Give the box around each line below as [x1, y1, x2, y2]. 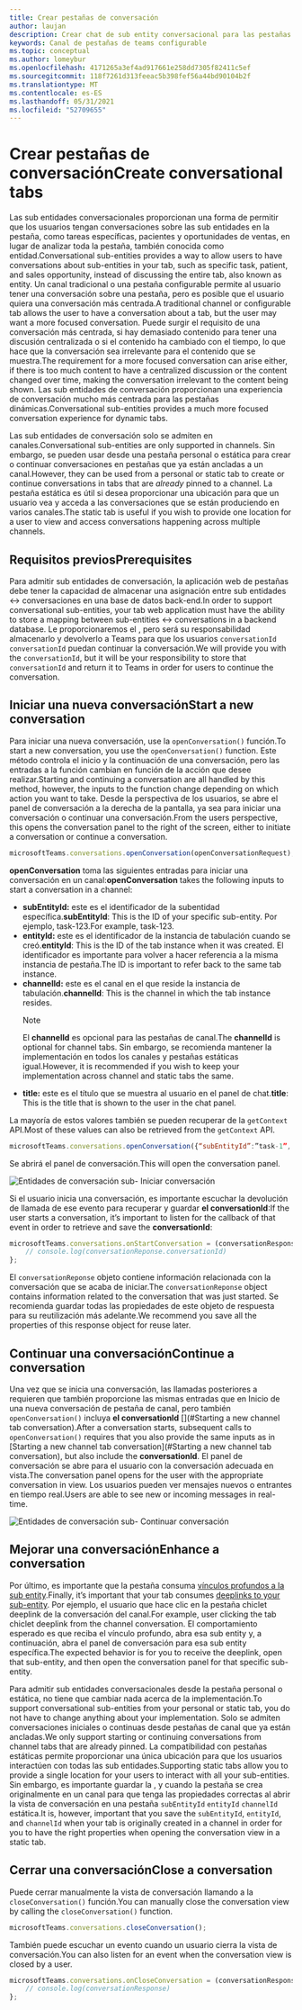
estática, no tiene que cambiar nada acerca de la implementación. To [9, 1693, 262, 1704]
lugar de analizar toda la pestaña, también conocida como [9, 240, 225, 252]
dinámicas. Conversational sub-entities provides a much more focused [9, 403, 269, 414]
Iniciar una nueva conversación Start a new [9, 698, 254, 713]
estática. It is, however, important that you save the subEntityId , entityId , [9, 1807, 281, 1818]
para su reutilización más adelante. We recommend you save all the [9, 1311, 258, 1321]
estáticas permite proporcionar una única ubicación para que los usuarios [9, 1750, 283, 1761]
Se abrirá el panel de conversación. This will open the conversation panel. [9, 1158, 280, 1168]
